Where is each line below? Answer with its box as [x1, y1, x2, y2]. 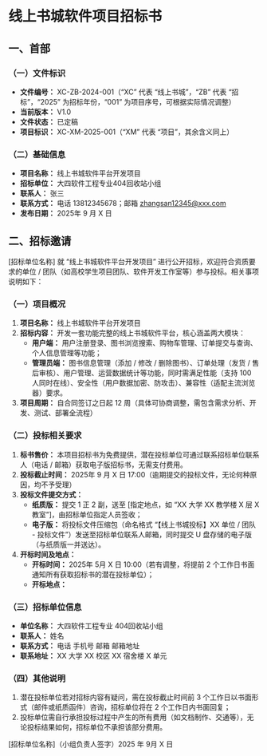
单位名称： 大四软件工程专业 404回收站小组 [19, 620, 163, 631]
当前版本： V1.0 [19, 107, 72, 117]
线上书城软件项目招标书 [8, 7, 163, 26]
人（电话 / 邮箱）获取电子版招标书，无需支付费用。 [19, 460, 187, 469]
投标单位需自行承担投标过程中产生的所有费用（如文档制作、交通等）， [19, 712, 247, 722]
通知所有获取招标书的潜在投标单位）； [31, 569, 155, 579]
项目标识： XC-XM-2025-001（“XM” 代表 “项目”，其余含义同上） [19, 127, 234, 137]
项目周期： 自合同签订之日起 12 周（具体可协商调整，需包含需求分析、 [19, 398, 249, 408]
